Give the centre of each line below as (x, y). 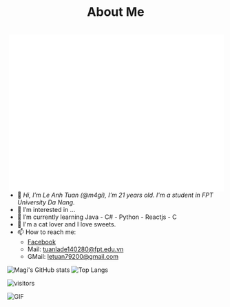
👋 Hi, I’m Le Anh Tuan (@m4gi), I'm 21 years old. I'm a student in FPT (115, 195)
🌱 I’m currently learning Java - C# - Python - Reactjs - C (97, 217)
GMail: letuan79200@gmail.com (73, 256)
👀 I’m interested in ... (46, 209)
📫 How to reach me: (46, 232)
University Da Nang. (46, 202)
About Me (116, 12)
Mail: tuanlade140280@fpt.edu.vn (75, 249)
